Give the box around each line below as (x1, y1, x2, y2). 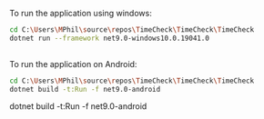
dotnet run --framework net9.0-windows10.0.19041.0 (9, 34, 209, 43)
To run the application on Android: (9, 58, 137, 69)
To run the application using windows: (9, 8, 152, 18)
